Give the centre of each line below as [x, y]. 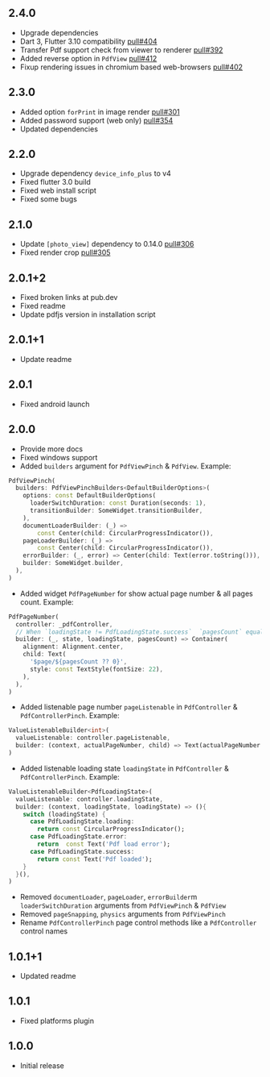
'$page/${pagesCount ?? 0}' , [78, 662]
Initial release [42, 1065]
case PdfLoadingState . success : [82, 851]
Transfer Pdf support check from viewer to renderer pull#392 [121, 50]
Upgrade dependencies [59, 32]
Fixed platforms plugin [57, 1021]
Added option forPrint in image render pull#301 [100, 111]
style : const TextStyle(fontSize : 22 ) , [96, 669]
